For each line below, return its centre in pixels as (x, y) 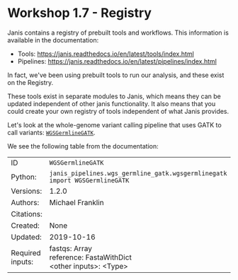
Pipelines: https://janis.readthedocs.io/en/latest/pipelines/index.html (117, 61)
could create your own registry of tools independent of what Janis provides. (118, 111)
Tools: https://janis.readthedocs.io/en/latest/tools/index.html (106, 54)
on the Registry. (30, 82)
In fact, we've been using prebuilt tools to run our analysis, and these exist (116, 75)
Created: (25, 226)
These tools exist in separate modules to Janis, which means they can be (114, 96)
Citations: (27, 214)
